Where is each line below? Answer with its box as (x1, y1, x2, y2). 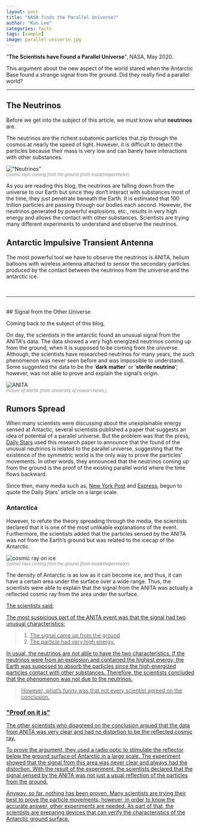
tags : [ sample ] (6, 31, 44, 37)
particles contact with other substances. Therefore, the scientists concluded (6, 668, 194, 676)
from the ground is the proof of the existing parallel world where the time (6, 464, 185, 472)
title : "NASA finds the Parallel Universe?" (6, 14, 119, 20)
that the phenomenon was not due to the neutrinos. (6, 675, 133, 682)
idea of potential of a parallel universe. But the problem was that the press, (6, 433, 190, 440)
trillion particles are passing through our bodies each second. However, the (6, 201, 192, 208)
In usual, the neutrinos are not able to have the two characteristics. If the (6, 649, 185, 657)
